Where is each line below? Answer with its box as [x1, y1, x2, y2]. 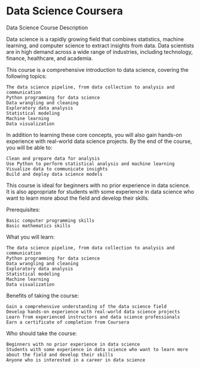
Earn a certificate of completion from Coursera [6, 319, 130, 325]
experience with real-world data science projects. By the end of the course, [6, 138, 192, 145]
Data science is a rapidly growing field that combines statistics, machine [6, 35, 184, 42]
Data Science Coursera [6, 4, 124, 18]
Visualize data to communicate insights [6, 166, 109, 172]
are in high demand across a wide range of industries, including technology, [6, 48, 193, 55]
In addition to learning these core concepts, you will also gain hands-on [6, 131, 182, 138]
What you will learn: [6, 233, 55, 240]
